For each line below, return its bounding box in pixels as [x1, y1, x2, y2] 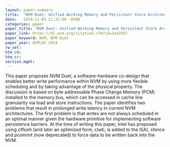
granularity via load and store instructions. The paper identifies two [5, 100, 146, 106]
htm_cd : [5, 50, 22, 55]
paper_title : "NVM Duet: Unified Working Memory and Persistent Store [5, 26, 157, 31]
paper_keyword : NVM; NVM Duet [5, 36, 69, 41]
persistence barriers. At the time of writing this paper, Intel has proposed [5, 121, 157, 127]
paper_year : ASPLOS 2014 [5, 40, 58, 45]
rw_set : [5, 45, 22, 50]
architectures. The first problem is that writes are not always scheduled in [5, 111, 159, 117]
